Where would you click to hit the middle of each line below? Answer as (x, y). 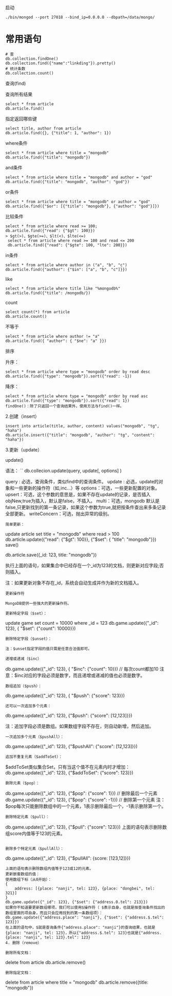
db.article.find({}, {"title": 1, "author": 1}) (58, 133)
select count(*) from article (38, 312)
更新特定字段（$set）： (26, 613)
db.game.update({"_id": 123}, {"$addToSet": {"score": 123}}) (69, 772)
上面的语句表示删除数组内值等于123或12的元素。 (49, 868)
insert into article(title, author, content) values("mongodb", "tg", (82, 426)
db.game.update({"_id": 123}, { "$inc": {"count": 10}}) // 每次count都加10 (82, 669)
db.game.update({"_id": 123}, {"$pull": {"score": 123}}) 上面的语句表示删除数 (86, 827)
